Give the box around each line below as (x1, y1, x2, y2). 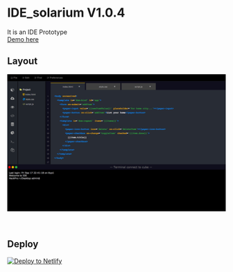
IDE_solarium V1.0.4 (7, 5, 126, 21)
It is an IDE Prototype (7, 28, 68, 36)
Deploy (7, 238, 39, 250)
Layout (7, 56, 38, 67)
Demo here (7, 35, 40, 43)
